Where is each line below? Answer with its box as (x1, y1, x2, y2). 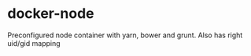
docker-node (7, 5, 94, 23)
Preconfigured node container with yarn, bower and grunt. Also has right (7, 30, 243, 40)
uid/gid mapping (7, 38, 61, 47)
